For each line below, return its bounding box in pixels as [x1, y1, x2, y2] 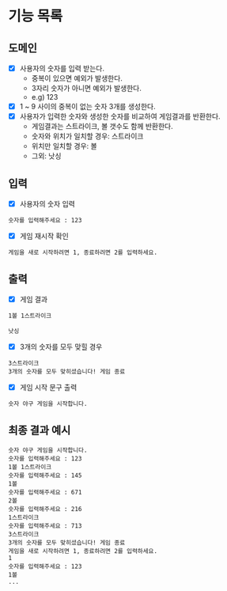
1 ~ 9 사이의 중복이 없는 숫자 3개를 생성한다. [19, 102, 156, 112]
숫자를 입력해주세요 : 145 [8, 472, 82, 479]
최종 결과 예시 [8, 423, 71, 437]
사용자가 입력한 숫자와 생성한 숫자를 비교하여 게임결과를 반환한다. [19, 112, 221, 121]
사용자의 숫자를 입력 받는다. [19, 64, 105, 73]
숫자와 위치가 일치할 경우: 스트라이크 [31, 131, 144, 141]
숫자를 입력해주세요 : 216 [8, 505, 82, 513]
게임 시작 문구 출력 [19, 383, 78, 392]
